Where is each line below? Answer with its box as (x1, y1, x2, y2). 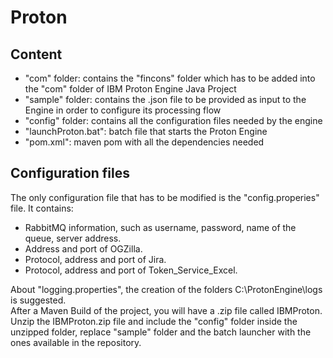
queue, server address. (24, 232, 122, 244)
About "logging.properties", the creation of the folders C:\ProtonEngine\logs (10, 283, 323, 295)
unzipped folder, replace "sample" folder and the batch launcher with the (10, 326, 312, 338)
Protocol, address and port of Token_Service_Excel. (24, 264, 238, 276)
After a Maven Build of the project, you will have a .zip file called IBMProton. (10, 304, 323, 316)
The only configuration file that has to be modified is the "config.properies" (10, 191, 320, 203)
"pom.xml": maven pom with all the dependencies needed (24, 136, 265, 148)
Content (10, 46, 63, 63)
